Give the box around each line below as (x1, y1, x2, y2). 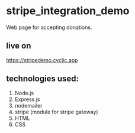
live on (6, 41, 31, 51)
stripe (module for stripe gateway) (14, 108, 99, 115)
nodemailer (14, 102, 43, 109)
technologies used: (6, 74, 79, 84)
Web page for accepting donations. (6, 24, 92, 31)
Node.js (14, 89, 34, 96)
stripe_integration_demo (6, 4, 130, 18)
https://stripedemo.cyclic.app (6, 56, 78, 63)
